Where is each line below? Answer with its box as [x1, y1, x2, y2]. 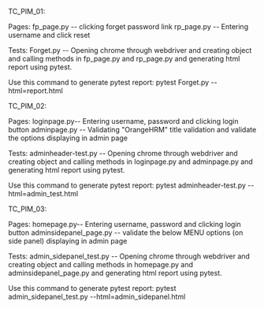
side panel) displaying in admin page [8, 236, 128, 245]
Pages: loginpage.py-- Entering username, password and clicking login [8, 117, 239, 125]
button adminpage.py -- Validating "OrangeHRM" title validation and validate [8, 125, 257, 134]
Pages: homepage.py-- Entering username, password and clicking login [8, 220, 242, 229]
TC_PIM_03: [8, 204, 47, 214]
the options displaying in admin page [8, 133, 128, 143]
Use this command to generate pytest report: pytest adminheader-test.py [8, 181, 247, 190]
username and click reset [8, 31, 91, 39]
